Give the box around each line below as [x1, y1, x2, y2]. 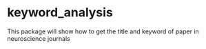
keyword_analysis [7, 5, 114, 20]
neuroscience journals [7, 34, 70, 42]
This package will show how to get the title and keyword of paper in [7, 27, 200, 35]
